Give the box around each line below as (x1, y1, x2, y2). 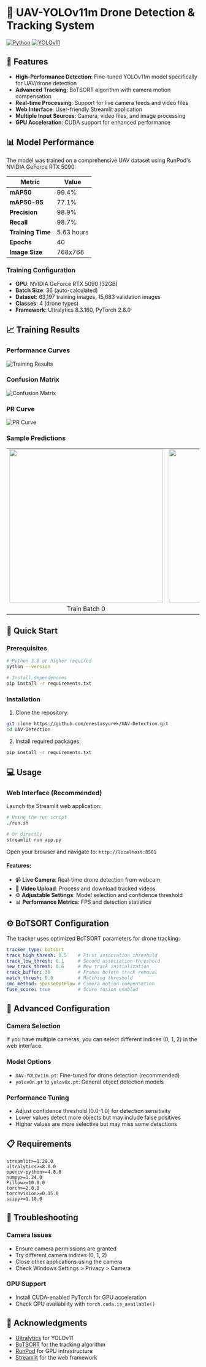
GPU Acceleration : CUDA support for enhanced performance (15, 118, 171, 126)
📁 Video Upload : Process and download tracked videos (15, 885, 156, 892)
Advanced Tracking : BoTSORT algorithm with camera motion (15, 86, 171, 93)
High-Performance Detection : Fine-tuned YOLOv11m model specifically (15, 73, 198, 80)
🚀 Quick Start (6, 625, 58, 636)
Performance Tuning (6, 1093, 69, 1102)
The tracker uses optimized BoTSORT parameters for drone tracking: (6, 934, 180, 942)
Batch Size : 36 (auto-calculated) (15, 287, 98, 294)
